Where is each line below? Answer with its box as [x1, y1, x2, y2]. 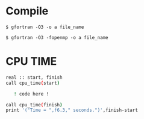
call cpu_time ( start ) [5, 80, 60, 86]
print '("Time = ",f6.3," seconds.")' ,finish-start [5, 107, 138, 114]
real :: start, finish [5, 74, 63, 81]
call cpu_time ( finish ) [5, 102, 63, 108]
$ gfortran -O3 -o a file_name [5, 24, 84, 30]
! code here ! [13, 91, 49, 97]
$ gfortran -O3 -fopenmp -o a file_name [5, 34, 109, 40]
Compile [5, 4, 49, 18]
